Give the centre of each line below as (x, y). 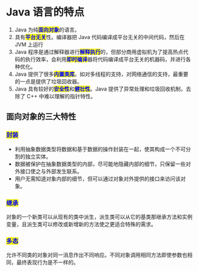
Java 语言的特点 (45, 12)
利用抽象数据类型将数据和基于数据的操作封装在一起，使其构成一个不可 (100, 149)
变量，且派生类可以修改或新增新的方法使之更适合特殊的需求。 (81, 224)
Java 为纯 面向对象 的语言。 (47, 30)
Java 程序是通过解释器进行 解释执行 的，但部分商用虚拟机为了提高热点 (99, 51)
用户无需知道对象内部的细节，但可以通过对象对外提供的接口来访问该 (98, 179)
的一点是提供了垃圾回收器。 (48, 81)
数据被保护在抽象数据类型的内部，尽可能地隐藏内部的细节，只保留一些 (100, 164)
